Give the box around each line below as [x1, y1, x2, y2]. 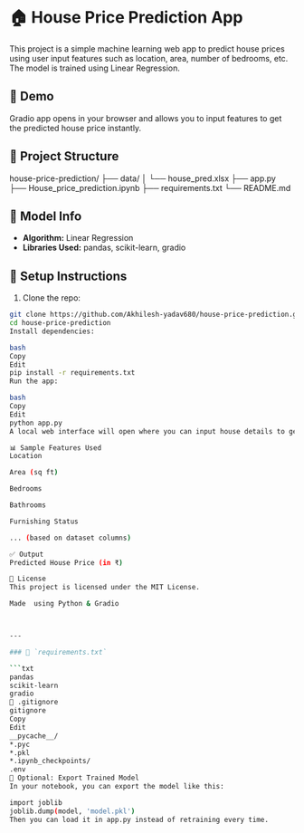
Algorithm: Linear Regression [22, 233, 134, 244]
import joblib [9, 798, 63, 807]
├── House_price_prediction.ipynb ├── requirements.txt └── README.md [9, 182, 291, 193]
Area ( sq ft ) [9, 468, 59, 477]
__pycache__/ [9, 731, 59, 741]
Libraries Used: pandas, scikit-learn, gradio [22, 242, 186, 254]
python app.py [9, 418, 63, 427]
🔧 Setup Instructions [9, 268, 128, 283]
